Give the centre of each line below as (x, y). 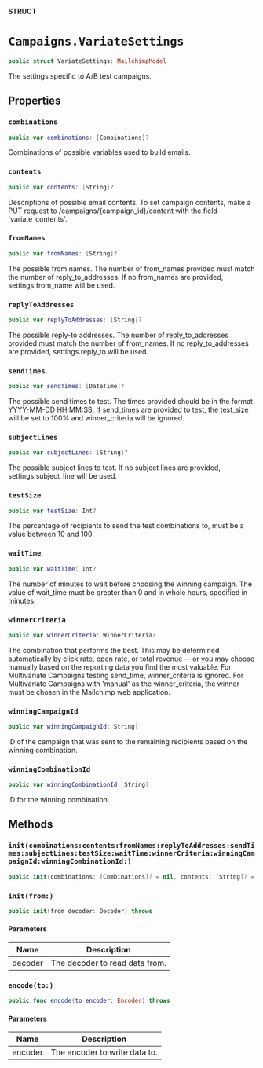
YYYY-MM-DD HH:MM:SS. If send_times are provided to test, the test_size (128, 410)
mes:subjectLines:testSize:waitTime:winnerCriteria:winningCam (131, 853)
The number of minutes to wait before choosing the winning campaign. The (130, 584)
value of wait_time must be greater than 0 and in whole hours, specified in (128, 592)
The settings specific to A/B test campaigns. (80, 76)
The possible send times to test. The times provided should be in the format (131, 402)
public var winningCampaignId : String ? (73, 727)
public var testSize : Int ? (52, 511)
